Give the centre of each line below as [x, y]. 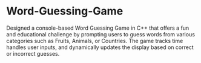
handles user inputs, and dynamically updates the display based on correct [100, 47]
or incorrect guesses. [33, 53]
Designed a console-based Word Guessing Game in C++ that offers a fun [98, 28]
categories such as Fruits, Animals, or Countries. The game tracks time [95, 41]
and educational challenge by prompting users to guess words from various [101, 34]
